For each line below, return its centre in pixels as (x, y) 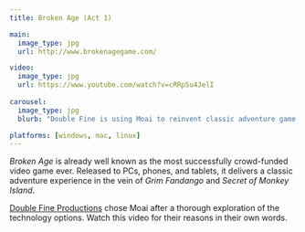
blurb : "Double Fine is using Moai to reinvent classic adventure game (157, 119)
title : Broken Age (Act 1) (61, 18)
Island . (22, 190)
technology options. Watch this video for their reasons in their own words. (148, 218)
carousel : (28, 101)
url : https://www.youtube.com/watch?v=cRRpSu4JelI (116, 85)
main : (20, 34)
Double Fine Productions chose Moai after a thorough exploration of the (145, 208)
